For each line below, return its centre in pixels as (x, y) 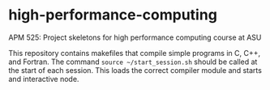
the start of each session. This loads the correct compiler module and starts (135, 70)
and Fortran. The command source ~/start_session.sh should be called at (133, 62)
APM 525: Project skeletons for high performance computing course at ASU (135, 37)
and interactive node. (44, 79)
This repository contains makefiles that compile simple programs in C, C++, (135, 53)
